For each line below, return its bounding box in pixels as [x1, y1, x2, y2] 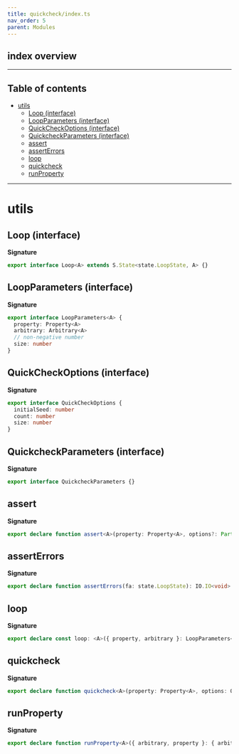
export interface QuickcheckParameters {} [7, 478, 135, 485]
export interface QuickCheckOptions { [7, 399, 122, 406]
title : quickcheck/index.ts [7, 10, 91, 18]
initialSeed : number [14, 406, 75, 413]
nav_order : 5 [7, 17, 46, 24]
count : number [14, 413, 55, 420]
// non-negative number [14, 334, 84, 341]
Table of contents [7, 83, 87, 95]
